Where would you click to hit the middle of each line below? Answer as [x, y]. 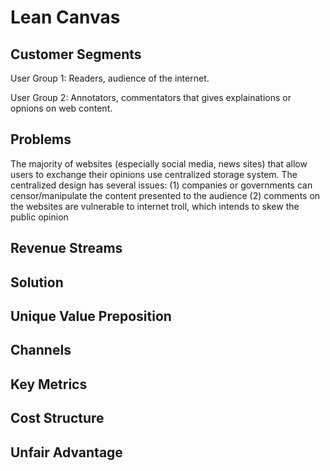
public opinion [39, 217]
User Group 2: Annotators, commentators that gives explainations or [151, 97]
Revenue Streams [66, 248]
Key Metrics [49, 384]
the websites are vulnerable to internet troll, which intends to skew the [155, 206]
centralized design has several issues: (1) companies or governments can [161, 185]
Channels [41, 350]
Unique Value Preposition [91, 316]
